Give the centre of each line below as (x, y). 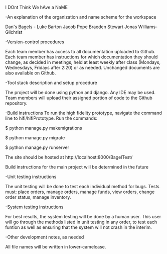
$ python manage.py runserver (37, 147)
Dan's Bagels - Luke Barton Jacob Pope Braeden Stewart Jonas (71, 27)
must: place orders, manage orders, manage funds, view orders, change (80, 192)
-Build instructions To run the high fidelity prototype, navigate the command (83, 113)
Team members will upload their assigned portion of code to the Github (79, 98)
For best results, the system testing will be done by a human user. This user (83, 217)
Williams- (148, 27)
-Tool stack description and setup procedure (51, 83)
